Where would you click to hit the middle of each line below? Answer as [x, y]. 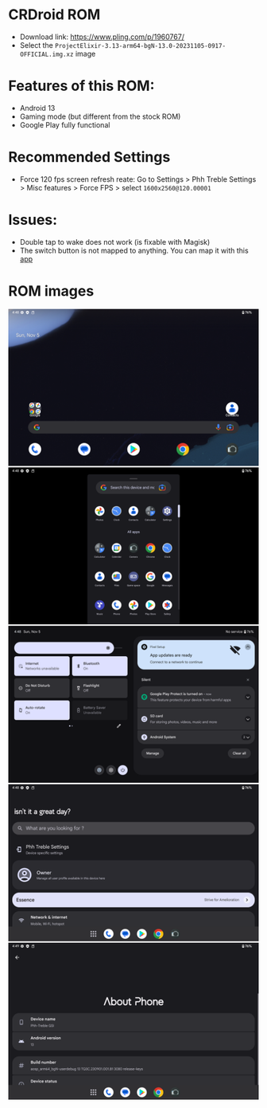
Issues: [33, 220]
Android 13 [37, 108]
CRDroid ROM [54, 15]
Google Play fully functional [65, 124]
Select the [37, 45]
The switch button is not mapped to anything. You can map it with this [134, 250]
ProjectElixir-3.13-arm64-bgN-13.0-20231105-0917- [140, 45]
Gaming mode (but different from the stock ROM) [100, 116]
